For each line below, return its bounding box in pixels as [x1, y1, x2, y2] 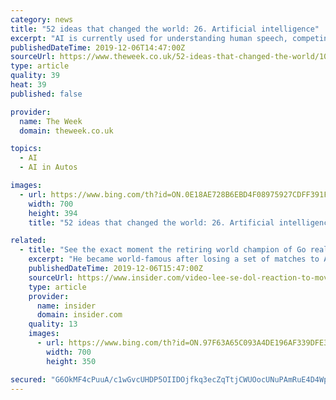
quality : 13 [28, 319, 78, 330]
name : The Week [19, 116, 83, 126]
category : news [10, 14, 74, 25]
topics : [10, 144, 43, 154]
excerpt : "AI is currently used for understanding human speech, [10, 33, 288, 43]
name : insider [36, 301, 97, 311]
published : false [10, 89, 83, 99]
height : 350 [46, 356, 97, 366]
